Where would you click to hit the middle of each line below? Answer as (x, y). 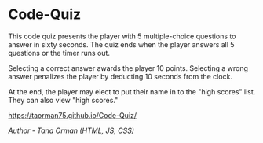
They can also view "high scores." (63, 100)
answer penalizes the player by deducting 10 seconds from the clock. (121, 76)
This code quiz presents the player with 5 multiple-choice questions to (122, 36)
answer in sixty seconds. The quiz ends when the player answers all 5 (121, 44)
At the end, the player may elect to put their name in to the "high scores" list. (132, 91)
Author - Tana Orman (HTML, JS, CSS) (71, 130)
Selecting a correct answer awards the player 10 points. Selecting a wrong (128, 68)
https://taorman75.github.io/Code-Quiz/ (73, 115)
